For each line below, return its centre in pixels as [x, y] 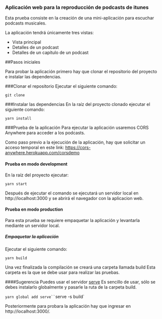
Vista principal [27, 42]
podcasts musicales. [26, 23]
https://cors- [78, 147]
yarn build [16, 258]
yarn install [18, 119]
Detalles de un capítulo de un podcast [50, 52]
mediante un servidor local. [32, 225]
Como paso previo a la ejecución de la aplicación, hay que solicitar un [75, 142]
